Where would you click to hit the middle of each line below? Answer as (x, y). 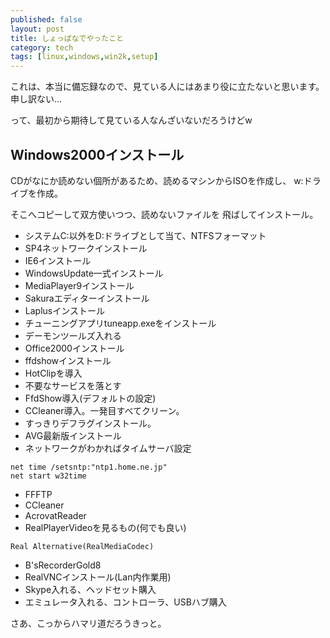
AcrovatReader (55, 515)
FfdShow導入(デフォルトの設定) (90, 398)
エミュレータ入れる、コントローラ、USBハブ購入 (125, 602)
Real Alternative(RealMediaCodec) (82, 546)
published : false (46, 19)
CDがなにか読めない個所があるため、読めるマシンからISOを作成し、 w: (157, 180)
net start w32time (48, 476)
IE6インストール (58, 260)
